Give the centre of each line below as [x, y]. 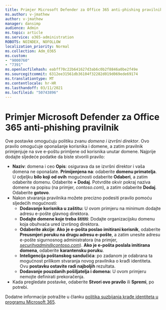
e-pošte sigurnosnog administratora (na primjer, [68, 240]
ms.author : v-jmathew [27, 14]
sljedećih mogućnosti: [35, 203]
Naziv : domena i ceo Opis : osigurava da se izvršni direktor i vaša [79, 167]
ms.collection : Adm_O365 [31, 51]
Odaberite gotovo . [31, 193]
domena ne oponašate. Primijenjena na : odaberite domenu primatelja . [84, 172]
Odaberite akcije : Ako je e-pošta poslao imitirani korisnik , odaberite [90, 229]
